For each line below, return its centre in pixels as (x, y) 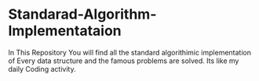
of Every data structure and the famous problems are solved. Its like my (124, 61)
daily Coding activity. (42, 69)
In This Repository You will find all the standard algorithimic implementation (129, 52)
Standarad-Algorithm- (82, 14)
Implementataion (65, 31)
